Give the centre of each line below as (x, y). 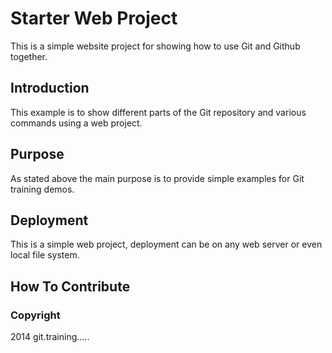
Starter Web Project (94, 18)
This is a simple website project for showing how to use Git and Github (155, 46)
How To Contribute (70, 286)
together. (29, 56)
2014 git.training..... (50, 337)
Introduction (50, 88)
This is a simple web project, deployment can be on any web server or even (166, 244)
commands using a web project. (76, 123)
